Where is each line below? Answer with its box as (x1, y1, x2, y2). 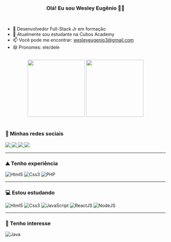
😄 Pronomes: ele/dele (12, 44, 60, 50)
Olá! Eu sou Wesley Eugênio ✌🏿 (46, 5, 125, 12)
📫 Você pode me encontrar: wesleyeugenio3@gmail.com (12, 37, 134, 43)
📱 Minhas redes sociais (5, 130, 64, 137)
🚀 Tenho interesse (5, 220, 51, 227)
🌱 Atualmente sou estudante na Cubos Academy (12, 31, 115, 38)
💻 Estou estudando (5, 189, 55, 196)
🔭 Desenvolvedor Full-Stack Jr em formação (12, 26, 106, 32)
